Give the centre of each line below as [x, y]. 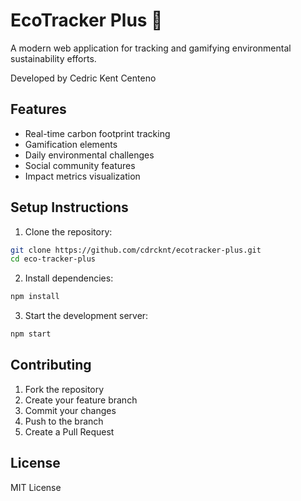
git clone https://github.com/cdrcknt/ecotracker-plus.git [136, 250]
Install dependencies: [69, 278]
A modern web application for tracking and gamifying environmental [151, 48]
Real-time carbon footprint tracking [97, 133]
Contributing [51, 365]
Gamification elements [71, 144]
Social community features [80, 165]
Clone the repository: [68, 231]
